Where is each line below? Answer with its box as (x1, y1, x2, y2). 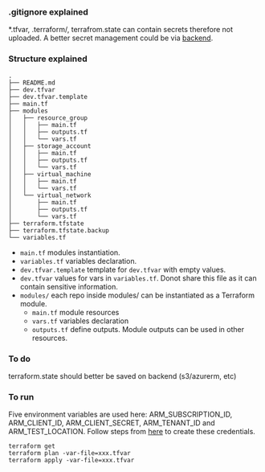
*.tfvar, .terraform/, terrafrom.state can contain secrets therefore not (8, 25, 234, 35)
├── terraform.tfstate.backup (8, 226, 110, 235)
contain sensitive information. (19, 281, 118, 291)
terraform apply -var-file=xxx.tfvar (8, 457, 135, 465)
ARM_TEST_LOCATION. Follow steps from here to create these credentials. (8, 427, 255, 437)
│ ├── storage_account (8, 142, 92, 150)
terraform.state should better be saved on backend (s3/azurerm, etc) (8, 371, 237, 380)
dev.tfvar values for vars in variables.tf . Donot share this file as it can (19, 273, 257, 283)
